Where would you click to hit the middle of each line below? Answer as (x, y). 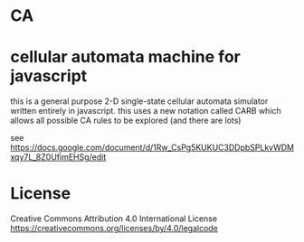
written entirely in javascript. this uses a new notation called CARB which (146, 111)
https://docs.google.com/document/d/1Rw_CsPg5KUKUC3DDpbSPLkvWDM (152, 148)
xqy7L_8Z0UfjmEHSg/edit (58, 157)
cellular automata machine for (125, 57)
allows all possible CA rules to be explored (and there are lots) (126, 121)
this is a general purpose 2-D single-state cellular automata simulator (139, 101)
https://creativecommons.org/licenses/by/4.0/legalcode (114, 228)
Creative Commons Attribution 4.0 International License (114, 219)
